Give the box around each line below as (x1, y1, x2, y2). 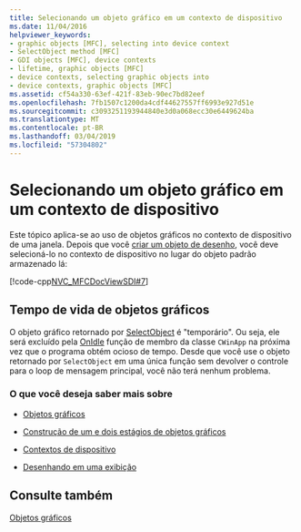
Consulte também (9, 488, 114, 504)
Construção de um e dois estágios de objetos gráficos (22, 425, 226, 437)
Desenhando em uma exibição (22, 461, 137, 472)
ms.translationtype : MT (9, 115, 100, 124)
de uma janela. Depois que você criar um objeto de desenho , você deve (9, 239, 279, 250)
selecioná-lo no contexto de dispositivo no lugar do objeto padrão (9, 248, 256, 260)
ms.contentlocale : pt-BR (9, 124, 104, 133)
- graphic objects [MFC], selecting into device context (9, 38, 230, 48)
